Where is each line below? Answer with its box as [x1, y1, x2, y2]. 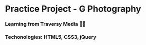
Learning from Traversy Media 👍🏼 [5, 21, 86, 28]
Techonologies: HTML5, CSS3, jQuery [5, 34, 96, 41]
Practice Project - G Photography [5, 3, 141, 15]
